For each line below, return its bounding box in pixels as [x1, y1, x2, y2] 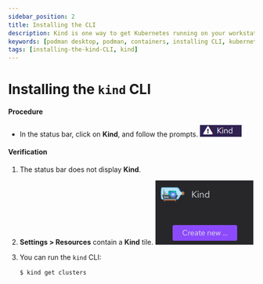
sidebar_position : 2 [8, 13, 76, 20]
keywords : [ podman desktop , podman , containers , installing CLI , [8, 38, 225, 46]
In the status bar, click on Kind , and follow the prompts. [19, 129, 199, 139]
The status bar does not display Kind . [19, 165, 142, 174]
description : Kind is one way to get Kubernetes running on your [8, 29, 225, 37]
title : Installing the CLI [8, 20, 96, 29]
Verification [8, 147, 48, 157]
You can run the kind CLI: [19, 252, 102, 262]
